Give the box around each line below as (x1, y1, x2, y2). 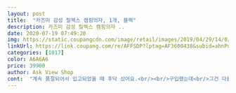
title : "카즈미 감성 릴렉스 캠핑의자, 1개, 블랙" (7, 17, 136, 24)
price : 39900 (7, 62, 46, 69)
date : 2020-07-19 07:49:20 (7, 29, 86, 37)
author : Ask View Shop (7, 69, 74, 76)
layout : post (7, 10, 46, 17)
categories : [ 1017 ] (7, 50, 65, 57)
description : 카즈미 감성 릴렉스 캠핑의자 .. (7, 23, 125, 30)
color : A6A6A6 (7, 56, 49, 63)
